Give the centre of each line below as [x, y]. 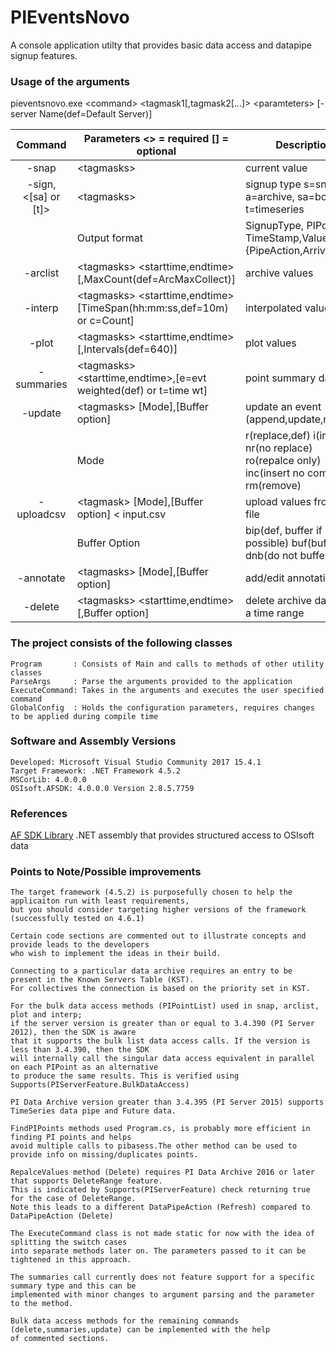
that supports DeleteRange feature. [86, 1181]
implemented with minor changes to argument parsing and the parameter [162, 1295]
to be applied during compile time [84, 716]
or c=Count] [105, 321]
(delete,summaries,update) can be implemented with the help [140, 1330]
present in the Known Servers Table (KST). [102, 980]
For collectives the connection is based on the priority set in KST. [160, 989]
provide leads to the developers [80, 945]
